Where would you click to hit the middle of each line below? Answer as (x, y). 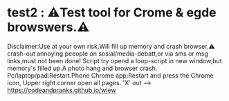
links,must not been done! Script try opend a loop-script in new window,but (115, 60)
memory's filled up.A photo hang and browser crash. (82, 68)
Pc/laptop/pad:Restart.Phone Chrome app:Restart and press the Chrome (110, 75)
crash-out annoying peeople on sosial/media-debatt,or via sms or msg (108, 54)
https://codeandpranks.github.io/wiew (62, 90)
